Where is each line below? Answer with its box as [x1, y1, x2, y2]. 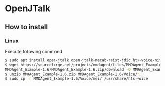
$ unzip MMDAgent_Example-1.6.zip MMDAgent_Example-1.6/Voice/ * [5, 72, 139, 77]
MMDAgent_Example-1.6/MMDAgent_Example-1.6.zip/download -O [5, 67, 131, 72]
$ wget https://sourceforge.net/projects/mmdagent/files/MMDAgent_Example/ [5, 62, 164, 67]
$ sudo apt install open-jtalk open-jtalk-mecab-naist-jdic [5, 57, 131, 63]
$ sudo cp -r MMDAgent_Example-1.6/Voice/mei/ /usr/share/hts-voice [5, 76, 148, 81]
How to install [5, 23, 48, 31]
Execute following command [5, 48, 63, 54]
